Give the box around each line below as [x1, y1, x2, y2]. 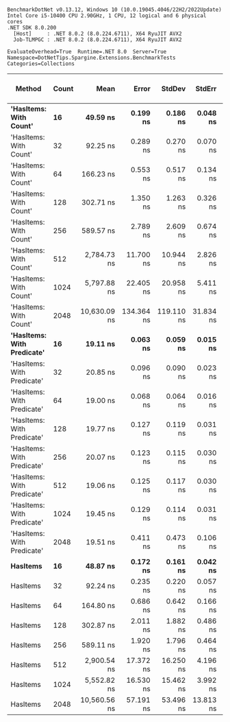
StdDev [161, 84, 186, 93]
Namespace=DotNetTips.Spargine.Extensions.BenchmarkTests [7, 54, 176, 61]
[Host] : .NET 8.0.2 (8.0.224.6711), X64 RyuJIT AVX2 [13, 30, 183, 37]
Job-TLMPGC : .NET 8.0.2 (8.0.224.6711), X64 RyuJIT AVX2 [13, 36, 183, 43]
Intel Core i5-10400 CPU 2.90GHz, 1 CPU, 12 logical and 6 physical [7, 12, 207, 19]
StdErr [195, 84, 217, 93]
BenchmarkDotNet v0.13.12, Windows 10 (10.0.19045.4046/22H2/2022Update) [7, 6, 222, 13]
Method [15, 84, 42, 93]
